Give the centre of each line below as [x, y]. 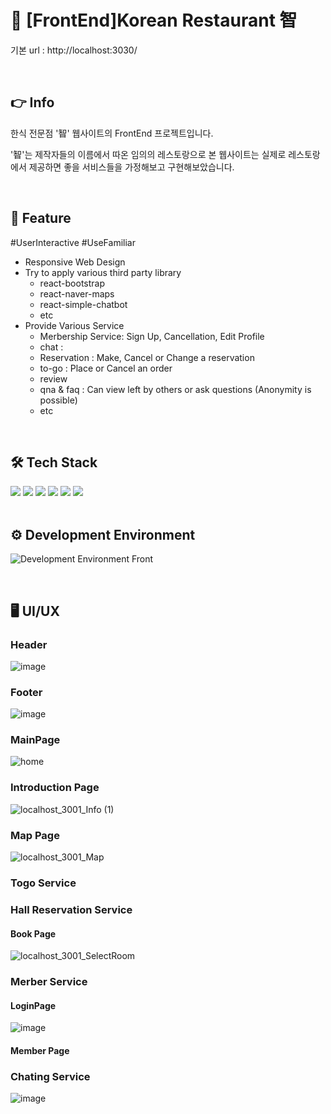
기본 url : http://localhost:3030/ [74, 50]
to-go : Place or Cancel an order [106, 368]
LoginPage [33, 1005]
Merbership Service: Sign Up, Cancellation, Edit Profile [152, 336]
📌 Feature [41, 218]
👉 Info [32, 102]
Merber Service [49, 982]
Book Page [33, 933]
